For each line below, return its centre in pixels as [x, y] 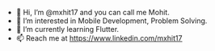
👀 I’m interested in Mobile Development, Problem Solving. [112, 21]
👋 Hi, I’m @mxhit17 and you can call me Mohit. [93, 12]
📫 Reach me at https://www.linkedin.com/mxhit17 [99, 38]
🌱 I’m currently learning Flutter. [67, 29]
